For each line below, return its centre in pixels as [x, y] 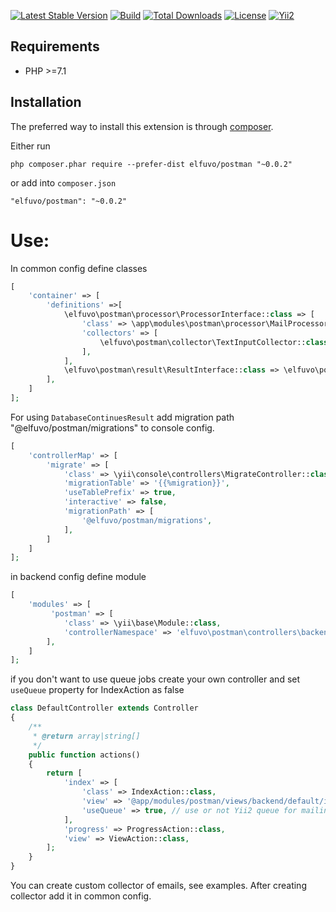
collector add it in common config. [81, 896]
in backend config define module [78, 577]
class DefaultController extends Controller [104, 708]
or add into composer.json [63, 182]
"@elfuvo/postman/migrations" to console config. [112, 427]
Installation [46, 102]
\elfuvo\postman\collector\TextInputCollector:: [203, 342]
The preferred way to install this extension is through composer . [142, 126]
